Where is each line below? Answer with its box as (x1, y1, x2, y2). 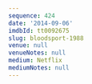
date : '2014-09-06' (8, 19, 74, 27)
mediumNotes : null (8, 64, 70, 72)
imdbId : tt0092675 (8, 26, 70, 34)
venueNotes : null (8, 49, 66, 57)
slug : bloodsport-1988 (8, 34, 84, 42)
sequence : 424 (8, 11, 56, 20)
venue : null (8, 42, 48, 50)
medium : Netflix (8, 57, 62, 65)
